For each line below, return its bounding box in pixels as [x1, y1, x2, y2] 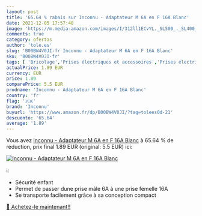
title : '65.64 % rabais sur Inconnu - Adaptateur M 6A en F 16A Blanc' [6, 14, 189, 20]
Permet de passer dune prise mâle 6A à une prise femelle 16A [14, 185, 168, 193]
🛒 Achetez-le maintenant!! [6, 203, 71, 211]
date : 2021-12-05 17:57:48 [6, 20, 74, 26]
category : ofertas [6, 37, 52, 43]
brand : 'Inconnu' [6, 103, 50, 110]
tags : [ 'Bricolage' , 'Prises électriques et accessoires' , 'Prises [6, 59, 176, 65]
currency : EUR [6, 70, 42, 76]
